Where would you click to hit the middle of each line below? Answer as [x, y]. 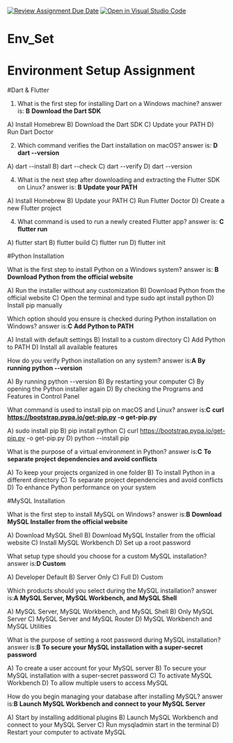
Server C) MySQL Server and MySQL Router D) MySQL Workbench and [110, 619]
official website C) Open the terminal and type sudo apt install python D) [111, 298]
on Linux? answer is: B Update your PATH [77, 187]
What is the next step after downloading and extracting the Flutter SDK [119, 180]
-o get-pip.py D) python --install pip [78, 438]
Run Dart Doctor [31, 132]
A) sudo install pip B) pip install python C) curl [73, 431]
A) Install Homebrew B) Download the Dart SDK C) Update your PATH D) [111, 125]
